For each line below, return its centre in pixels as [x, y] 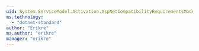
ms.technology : [25, 17]
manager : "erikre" [29, 39]
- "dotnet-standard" [37, 22]
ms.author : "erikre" [32, 33]
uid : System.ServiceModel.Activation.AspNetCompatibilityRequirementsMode [100, 11]
